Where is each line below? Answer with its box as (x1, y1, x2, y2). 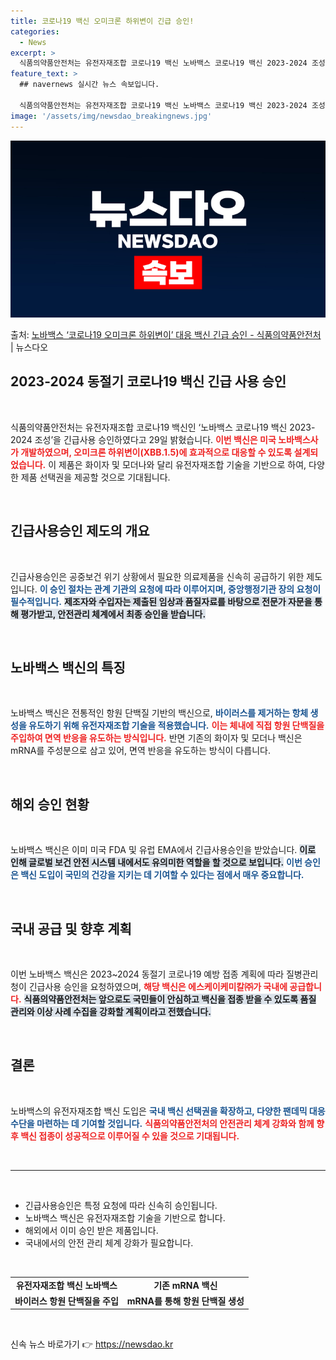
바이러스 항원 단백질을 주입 (14, 1295, 119, 1307)
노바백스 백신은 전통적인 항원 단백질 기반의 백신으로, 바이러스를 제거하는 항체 (10, 707, 309, 719)
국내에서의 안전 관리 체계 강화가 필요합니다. (24, 1236, 194, 1249)
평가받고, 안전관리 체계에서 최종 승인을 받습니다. (20, 608, 207, 620)
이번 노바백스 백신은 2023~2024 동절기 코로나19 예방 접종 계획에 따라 (10, 968, 285, 980)
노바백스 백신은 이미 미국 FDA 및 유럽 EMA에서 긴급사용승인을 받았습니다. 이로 (10, 844, 317, 856)
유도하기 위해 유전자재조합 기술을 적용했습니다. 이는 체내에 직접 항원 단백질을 (28, 720, 325, 732)
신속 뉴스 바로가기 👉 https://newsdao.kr (10, 1338, 174, 1350)
